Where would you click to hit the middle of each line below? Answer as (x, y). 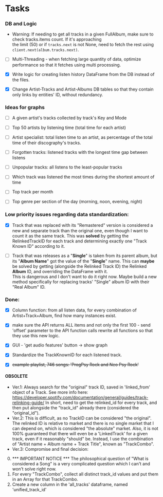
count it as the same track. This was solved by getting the (70, 236)
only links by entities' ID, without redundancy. (58, 94)
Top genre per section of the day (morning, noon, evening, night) (77, 202)
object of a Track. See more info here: (50, 392)
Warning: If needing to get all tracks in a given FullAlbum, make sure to (83, 34)
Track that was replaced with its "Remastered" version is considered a (82, 225)
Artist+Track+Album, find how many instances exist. (64, 316)
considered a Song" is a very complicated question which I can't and (81, 463)
